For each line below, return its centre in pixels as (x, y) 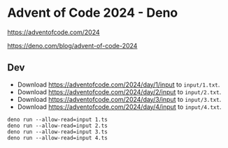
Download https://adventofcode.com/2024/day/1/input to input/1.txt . (119, 84)
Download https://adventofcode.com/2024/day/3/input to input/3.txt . (119, 99)
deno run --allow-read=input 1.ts (58, 119)
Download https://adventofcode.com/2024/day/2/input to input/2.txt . (119, 91)
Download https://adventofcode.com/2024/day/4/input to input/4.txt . (119, 107)
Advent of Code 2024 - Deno (93, 13)
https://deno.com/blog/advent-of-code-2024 (72, 45)
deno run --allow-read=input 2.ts (58, 126)
